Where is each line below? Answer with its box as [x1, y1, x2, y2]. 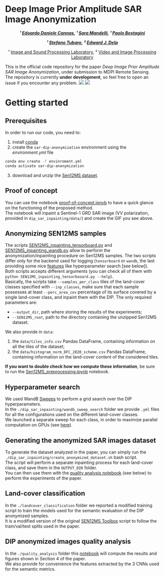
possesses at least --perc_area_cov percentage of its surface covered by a [5, 289, 157, 295]
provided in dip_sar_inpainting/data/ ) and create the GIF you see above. [5, 215, 154, 221]
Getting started [5, 97, 69, 108]
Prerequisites [5, 117, 47, 125]
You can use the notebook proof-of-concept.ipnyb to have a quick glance [5, 199, 154, 205]
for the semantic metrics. [5, 566, 56, 572]
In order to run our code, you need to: [5, 129, 81, 135]
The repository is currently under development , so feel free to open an [5, 74, 149, 80]
